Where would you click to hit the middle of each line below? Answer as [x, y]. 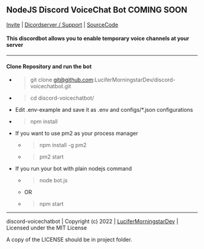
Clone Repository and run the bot [49, 66]
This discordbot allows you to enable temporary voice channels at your [98, 38]
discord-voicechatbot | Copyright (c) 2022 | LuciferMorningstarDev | [92, 222]
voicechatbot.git [50, 86]
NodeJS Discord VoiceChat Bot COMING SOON [97, 10]
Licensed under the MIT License [46, 228]
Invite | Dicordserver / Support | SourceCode [62, 24]
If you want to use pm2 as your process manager [76, 134]
